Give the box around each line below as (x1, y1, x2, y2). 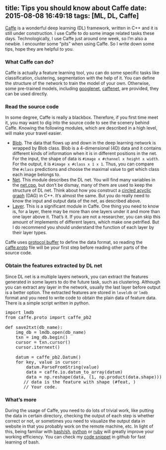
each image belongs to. (12, 171, 60, 178)
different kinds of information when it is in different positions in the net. (12, 150, 158, 156)
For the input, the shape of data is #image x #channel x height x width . (12, 156, 160, 162)
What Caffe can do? (5, 58, 54, 65)
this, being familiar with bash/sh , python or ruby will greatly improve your (5, 429, 155, 434)
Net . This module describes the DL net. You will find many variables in (12, 177, 156, 183)
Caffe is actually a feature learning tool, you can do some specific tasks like (5, 70, 160, 76)
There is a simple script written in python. (5, 300, 90, 306)
